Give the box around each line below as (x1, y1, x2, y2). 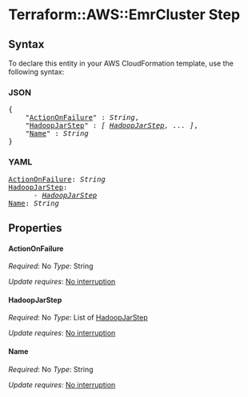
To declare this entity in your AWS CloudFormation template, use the (8, 58, 234, 68)
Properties (8, 221, 62, 235)
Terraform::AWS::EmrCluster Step (8, 6, 241, 24)
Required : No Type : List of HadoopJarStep (8, 313, 148, 323)
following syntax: (8, 67, 65, 77)
